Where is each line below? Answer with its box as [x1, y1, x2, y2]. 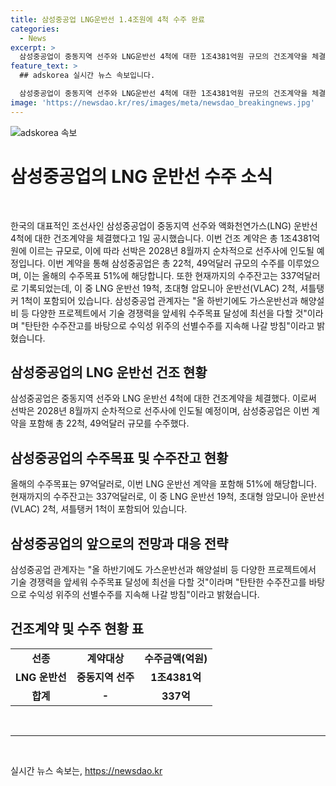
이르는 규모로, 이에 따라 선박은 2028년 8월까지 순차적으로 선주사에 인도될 [28, 244, 315, 256]
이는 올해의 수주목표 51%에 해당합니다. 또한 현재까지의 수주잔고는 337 [23, 269, 297, 281]
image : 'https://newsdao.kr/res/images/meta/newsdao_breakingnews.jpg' [10, 97, 315, 108]
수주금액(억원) [144, 651, 208, 665]
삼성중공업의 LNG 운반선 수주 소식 [10, 165, 273, 188]
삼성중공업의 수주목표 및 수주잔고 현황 [10, 449, 229, 466]
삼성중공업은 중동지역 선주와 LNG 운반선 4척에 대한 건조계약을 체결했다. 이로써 [10, 392, 317, 405]
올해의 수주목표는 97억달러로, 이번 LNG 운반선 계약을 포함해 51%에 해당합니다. [10, 478, 318, 490]
